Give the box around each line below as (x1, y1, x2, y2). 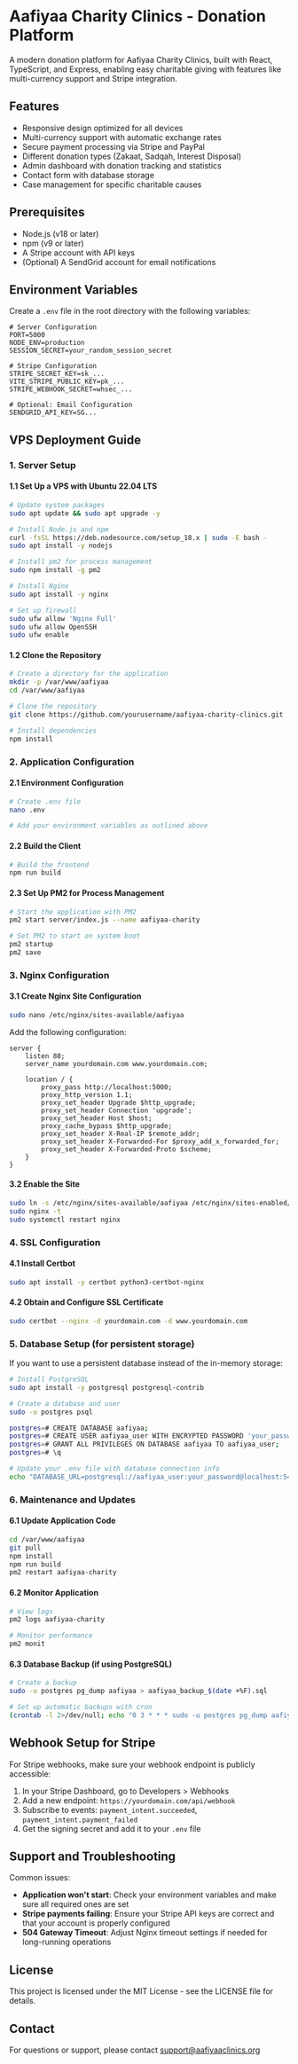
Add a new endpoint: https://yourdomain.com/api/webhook (21, 1794, 236, 1806)
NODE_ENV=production (9, 339, 86, 348)
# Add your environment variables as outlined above (9, 821, 208, 830)
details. (9, 1996, 36, 2006)
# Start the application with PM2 (9, 907, 137, 916)
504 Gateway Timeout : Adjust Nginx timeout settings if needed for (21, 1927, 268, 1938)
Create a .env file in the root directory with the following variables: (9, 306, 251, 317)
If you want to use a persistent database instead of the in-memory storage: (9, 1358, 284, 1369)
